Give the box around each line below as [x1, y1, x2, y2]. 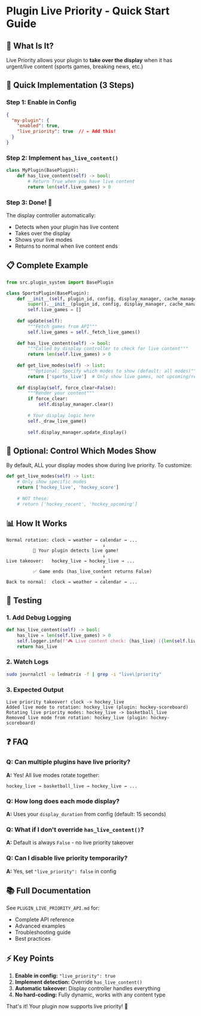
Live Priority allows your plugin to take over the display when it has [6, 57, 172, 63]
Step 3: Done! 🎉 [6, 198, 53, 206]
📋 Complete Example [6, 260, 89, 270]
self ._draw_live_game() [28, 418, 87, 424]
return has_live [17, 643, 58, 650]
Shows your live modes [14, 236, 73, 244]
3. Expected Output [6, 685, 64, 693]
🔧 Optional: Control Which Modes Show [6, 446, 157, 456]
